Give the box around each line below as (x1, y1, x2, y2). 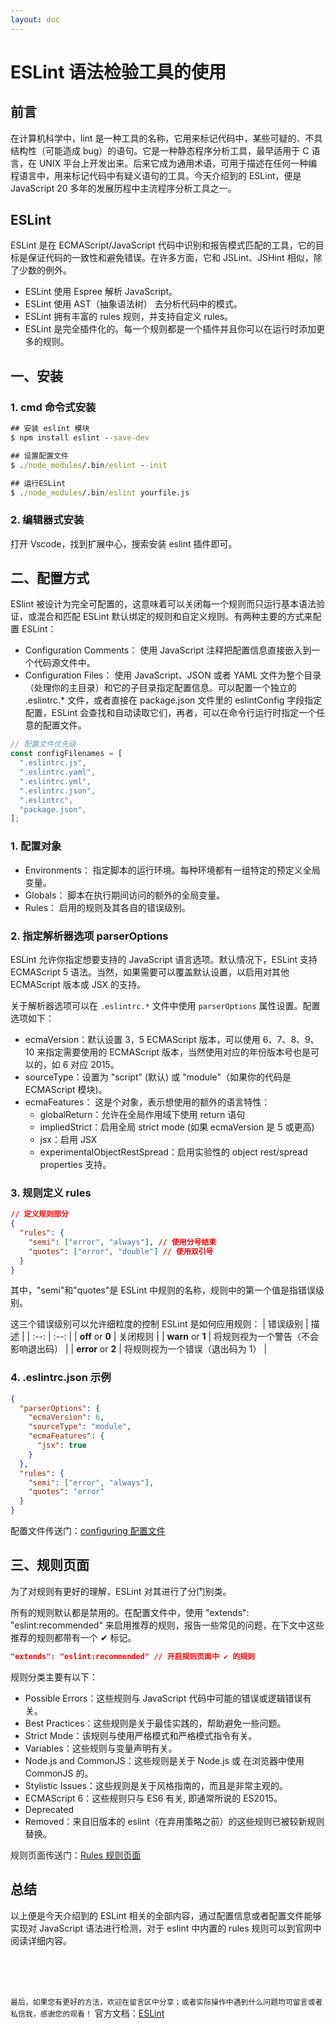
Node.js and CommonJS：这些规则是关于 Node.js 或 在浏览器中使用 (24, 1754, 305, 1766)
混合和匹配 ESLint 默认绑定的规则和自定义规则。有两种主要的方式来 (36, 611, 313, 623)
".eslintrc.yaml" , (19, 767, 97, 778)
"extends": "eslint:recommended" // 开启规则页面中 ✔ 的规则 (10, 1651, 256, 1661)
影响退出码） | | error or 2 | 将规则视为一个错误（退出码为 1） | (10, 1343, 268, 1355)
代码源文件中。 (33, 657, 96, 669)
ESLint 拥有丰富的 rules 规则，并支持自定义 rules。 (24, 311, 234, 323)
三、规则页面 (10, 1557, 90, 1574)
